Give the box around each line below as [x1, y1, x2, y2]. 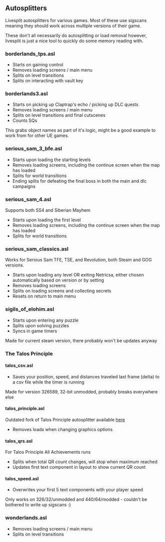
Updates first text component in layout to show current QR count [12, 464, 146, 470]
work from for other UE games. [5, 132, 69, 139]
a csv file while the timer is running [12, 379, 85, 385]
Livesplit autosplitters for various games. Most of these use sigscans [5, 17, 147, 23]
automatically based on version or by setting [12, 277, 104, 283]
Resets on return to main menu [12, 293, 76, 299]
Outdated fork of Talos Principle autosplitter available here [5, 417, 125, 423]
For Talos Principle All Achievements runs [5, 449, 91, 455]
